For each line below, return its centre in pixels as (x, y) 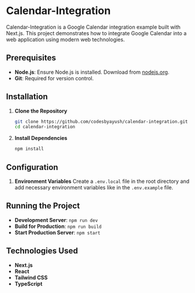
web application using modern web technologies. (65, 39)
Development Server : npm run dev (56, 220)
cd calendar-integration (45, 127)
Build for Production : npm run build (58, 226)
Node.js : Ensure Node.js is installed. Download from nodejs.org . (92, 72)
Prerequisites (31, 58)
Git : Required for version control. (54, 78)
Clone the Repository (41, 111)
